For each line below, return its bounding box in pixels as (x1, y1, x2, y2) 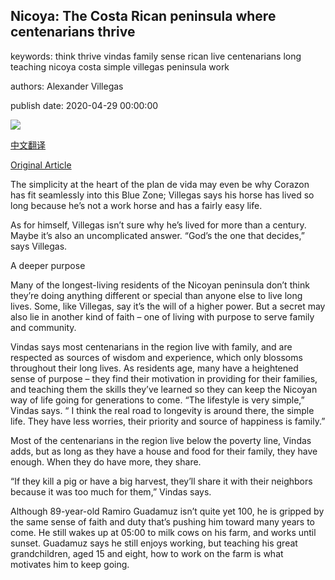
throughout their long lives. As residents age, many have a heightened (10, 362, 299, 374)
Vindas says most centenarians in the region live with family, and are (10, 340, 293, 353)
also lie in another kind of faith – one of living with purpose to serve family (10, 310, 315, 323)
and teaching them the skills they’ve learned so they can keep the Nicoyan (10, 383, 318, 395)
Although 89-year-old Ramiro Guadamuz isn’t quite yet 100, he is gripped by (10, 505, 325, 517)
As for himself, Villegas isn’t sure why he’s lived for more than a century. (10, 219, 307, 231)
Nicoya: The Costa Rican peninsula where (10, 8, 277, 25)
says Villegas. (10, 240, 68, 252)
